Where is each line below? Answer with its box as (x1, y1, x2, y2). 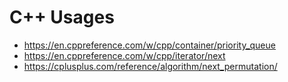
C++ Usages (9, 6, 115, 29)
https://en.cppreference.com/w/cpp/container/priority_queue (23, 39, 276, 51)
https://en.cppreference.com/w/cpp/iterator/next (23, 49, 226, 61)
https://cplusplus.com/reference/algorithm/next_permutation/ (23, 60, 278, 72)
